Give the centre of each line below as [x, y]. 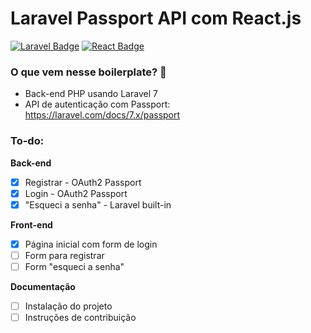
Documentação [43, 286]
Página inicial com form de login [91, 244]
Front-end [31, 224]
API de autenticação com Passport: [97, 104]
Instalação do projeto [68, 306]
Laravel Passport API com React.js [156, 18]
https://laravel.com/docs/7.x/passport [102, 115]
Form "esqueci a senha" [74, 266]
